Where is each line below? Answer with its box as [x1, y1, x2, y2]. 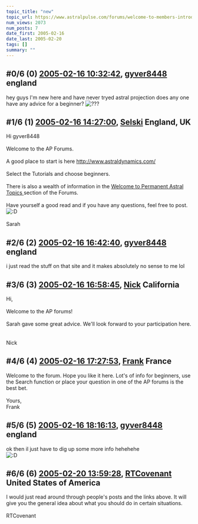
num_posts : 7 [6, 25, 38, 31]
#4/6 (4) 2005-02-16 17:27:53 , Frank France [6, 356, 172, 366]
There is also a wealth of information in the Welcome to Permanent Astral [6, 183, 184, 190]
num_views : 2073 [6, 19, 46, 25]
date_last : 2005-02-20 [6, 36, 62, 42]
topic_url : [6, 14, 33, 20]
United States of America [6, 478, 101, 488]
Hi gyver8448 [6, 133, 40, 140]
